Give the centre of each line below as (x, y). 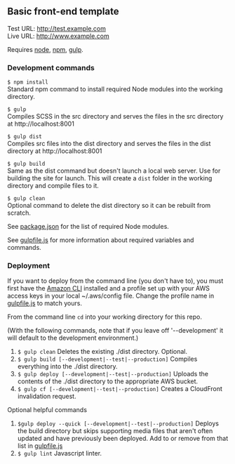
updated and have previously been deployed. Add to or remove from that (123, 439)
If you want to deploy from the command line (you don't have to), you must (115, 281)
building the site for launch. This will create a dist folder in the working (110, 178)
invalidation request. (47, 397)
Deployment (29, 266)
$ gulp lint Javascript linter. (60, 453)
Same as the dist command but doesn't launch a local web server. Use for (114, 171)
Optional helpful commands (47, 410)
